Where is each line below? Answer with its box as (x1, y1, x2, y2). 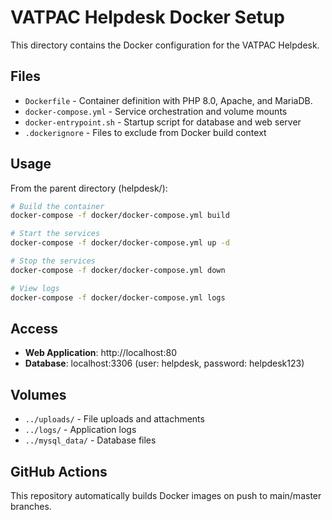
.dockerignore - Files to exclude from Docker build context (24, 126, 267, 138)
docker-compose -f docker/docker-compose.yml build (10, 211, 230, 221)
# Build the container (10, 201, 105, 211)
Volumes (10, 386, 67, 403)
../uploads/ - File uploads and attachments (24, 413, 205, 425)
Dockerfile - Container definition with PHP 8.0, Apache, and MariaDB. (24, 94, 313, 106)
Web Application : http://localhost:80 (24, 347, 177, 359)
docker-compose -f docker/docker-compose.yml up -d (10, 238, 230, 248)
